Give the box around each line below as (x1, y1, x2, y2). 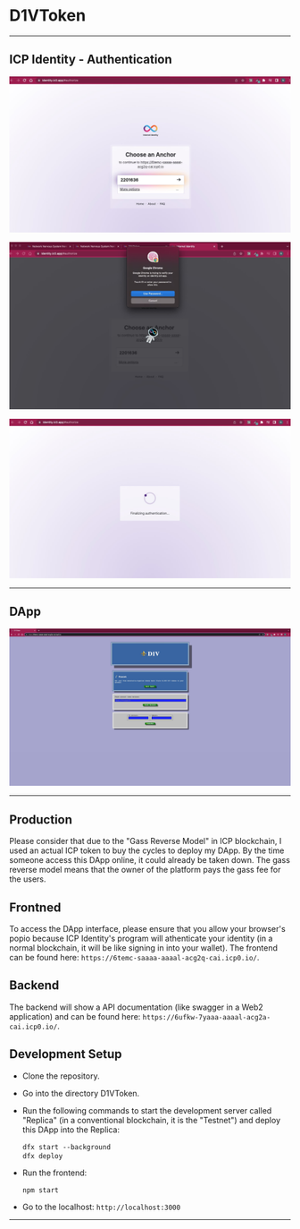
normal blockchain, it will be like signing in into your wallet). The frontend (9, 943, 279, 953)
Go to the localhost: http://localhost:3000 (21, 1201, 181, 1212)
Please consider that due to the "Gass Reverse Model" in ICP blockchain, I (9, 836, 282, 847)
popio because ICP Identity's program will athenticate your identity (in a (9, 933, 273, 943)
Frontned (9, 900, 62, 915)
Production (9, 812, 73, 827)
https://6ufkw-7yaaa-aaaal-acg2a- (142, 1012, 271, 1021)
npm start (21, 1185, 60, 1195)
